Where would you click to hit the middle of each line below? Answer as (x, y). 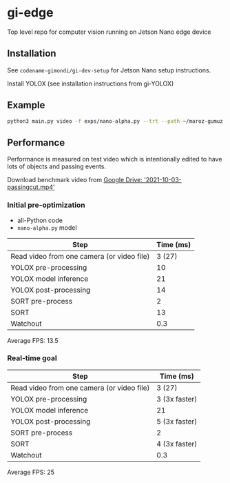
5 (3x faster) (177, 421)
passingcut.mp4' (31, 187)
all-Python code (40, 220)
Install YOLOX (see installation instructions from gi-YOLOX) (91, 83)
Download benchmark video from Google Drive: (75, 180)
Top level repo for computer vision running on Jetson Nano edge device (109, 32)
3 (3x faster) (177, 399)
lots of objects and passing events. (57, 166)
